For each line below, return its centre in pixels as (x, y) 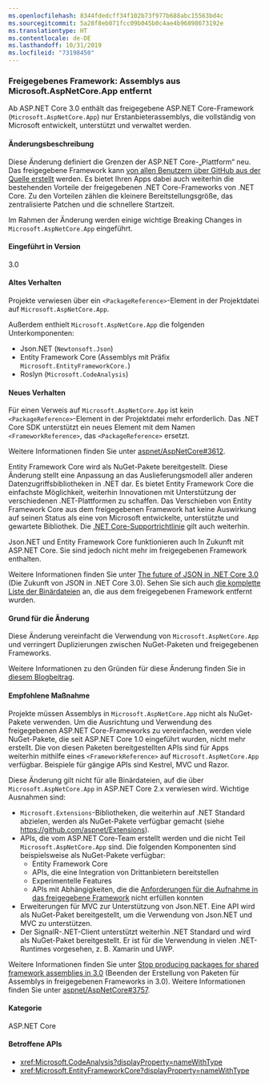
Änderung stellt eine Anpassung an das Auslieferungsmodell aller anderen (131, 475)
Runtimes (36, 948)
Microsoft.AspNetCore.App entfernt (80, 91)
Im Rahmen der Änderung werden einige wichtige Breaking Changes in (125, 219)
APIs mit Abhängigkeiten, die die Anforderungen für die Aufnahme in (145, 889)
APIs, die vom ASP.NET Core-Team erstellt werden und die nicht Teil (132, 838)
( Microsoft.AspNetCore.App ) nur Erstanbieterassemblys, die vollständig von (132, 117)
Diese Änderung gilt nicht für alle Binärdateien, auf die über (106, 780)
